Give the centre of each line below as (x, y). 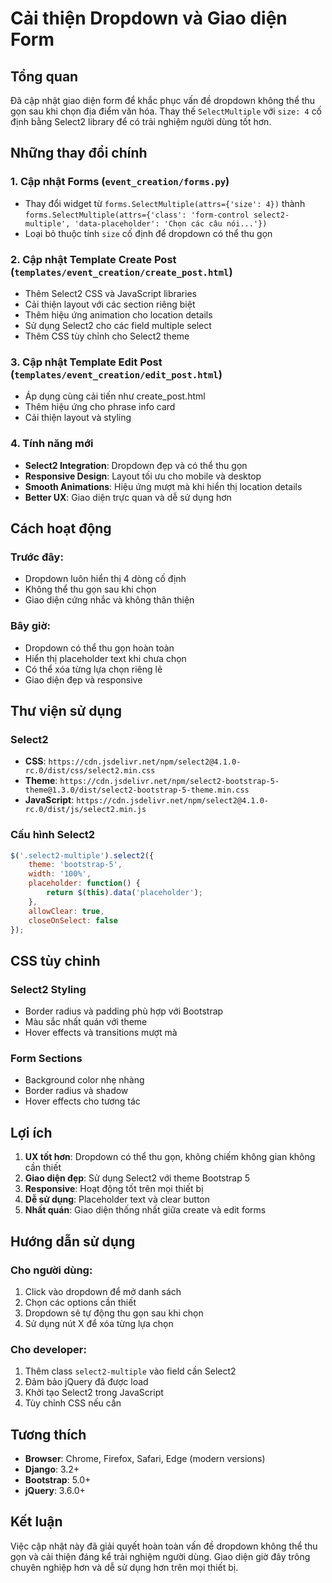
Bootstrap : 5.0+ (58, 1480)
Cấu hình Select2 (53, 835)
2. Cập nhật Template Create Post (93, 259)
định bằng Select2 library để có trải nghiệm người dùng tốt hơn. (141, 121)
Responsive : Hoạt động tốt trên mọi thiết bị (114, 1189)
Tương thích (48, 1434)
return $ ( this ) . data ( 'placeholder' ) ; (124, 893)
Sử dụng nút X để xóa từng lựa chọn (99, 1323)
